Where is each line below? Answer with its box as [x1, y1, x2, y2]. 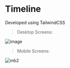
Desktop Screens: [17, 29, 53, 35]
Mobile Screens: [17, 48, 50, 54]
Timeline [5, 3, 41, 15]
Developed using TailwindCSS [5, 20, 66, 25]
